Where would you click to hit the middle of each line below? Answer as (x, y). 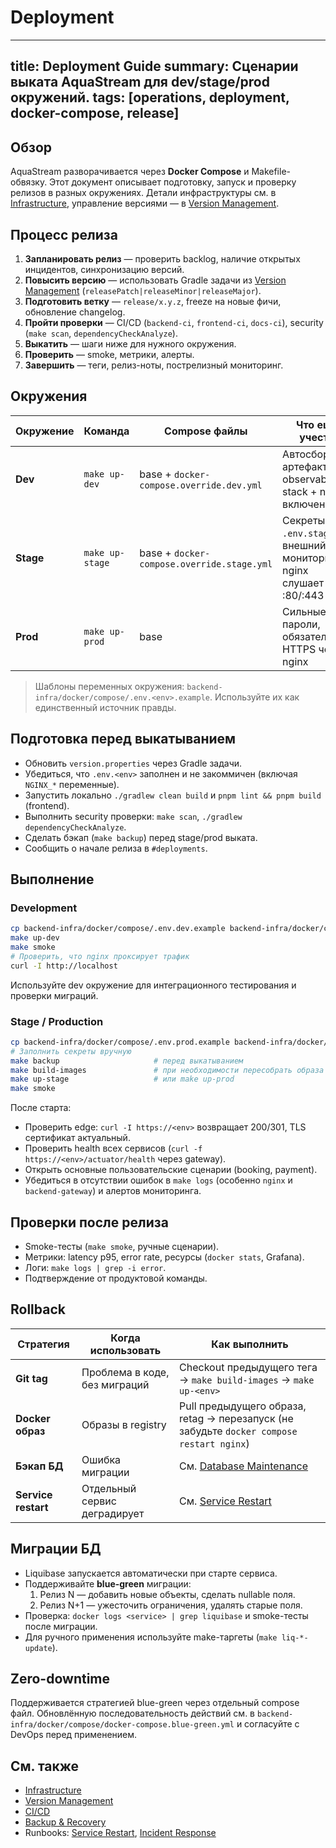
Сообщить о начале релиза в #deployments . (116, 848)
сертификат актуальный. (77, 1138)
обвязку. (29, 182)
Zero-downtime (60, 1679)
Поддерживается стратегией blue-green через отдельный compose (155, 1703)
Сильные (304, 611)
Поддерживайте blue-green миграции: (108, 1583)
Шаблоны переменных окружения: (109, 686)
